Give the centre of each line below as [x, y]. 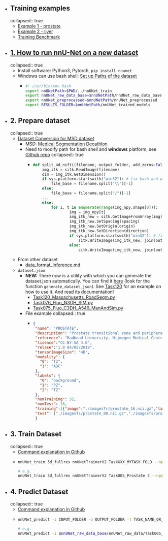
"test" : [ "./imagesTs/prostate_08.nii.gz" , [82, 413]
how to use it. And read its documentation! [70, 292]
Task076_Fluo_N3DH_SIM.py [63, 303]
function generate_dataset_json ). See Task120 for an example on [93, 287]
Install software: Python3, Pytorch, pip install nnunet [75, 70]
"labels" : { [48, 376]
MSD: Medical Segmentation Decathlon [66, 144]
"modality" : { [50, 357]
